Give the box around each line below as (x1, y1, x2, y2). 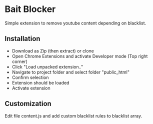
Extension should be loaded (11, 79, 69, 85)
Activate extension (11, 85, 50, 91)
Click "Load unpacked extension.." (11, 63, 83, 69)
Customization (4, 99, 52, 108)
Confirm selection (11, 74, 49, 80)
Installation (4, 34, 40, 43)
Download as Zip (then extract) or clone (11, 47, 94, 53)
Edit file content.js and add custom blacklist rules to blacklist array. (4, 112, 142, 118)
